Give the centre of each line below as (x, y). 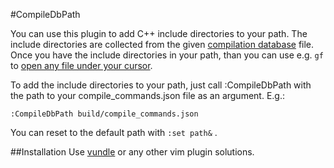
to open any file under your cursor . (81, 65)
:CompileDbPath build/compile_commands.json (104, 114)
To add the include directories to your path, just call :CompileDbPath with (161, 85)
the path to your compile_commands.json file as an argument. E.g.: (147, 95)
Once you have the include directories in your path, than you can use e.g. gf (167, 55)
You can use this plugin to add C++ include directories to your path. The (159, 33)
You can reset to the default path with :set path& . (114, 132)
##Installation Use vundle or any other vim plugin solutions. (132, 152)
